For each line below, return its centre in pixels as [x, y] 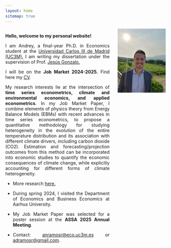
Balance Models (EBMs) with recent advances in [58, 114]
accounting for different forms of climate [58, 168]
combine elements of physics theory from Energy [58, 108]
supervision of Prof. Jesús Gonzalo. [43, 62]
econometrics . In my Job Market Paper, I [58, 103]
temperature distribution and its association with [58, 135]
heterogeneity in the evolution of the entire [58, 130]
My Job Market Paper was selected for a [61, 214]
